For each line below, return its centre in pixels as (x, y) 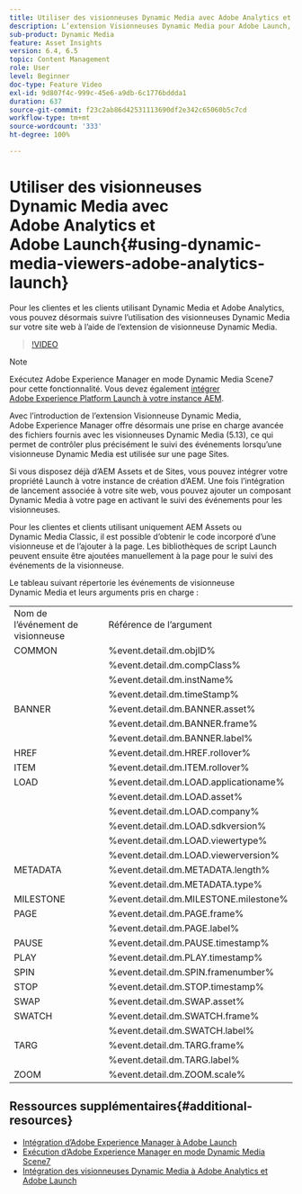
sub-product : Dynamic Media (62, 34)
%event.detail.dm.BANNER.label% (181, 738)
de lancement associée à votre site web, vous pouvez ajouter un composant (151, 490)
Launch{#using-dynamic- (163, 245)
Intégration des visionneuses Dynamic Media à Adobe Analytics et (145, 1171)
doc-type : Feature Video (56, 85)
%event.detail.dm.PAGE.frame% (176, 913)
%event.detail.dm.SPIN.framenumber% (191, 972)
